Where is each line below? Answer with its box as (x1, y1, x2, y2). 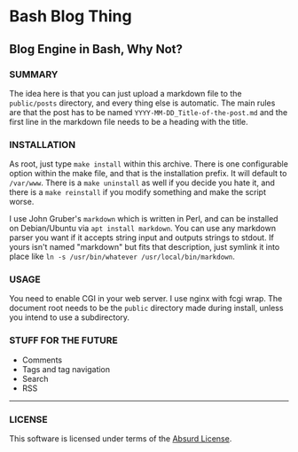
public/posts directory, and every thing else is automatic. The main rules (9, 97, 276, 108)
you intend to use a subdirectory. (9, 312, 130, 323)
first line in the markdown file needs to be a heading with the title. (9, 116, 248, 127)
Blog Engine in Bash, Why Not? (9, 42, 184, 57)
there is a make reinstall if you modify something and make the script (9, 187, 266, 198)
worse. (9, 197, 35, 207)
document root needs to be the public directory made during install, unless (9, 303, 284, 314)
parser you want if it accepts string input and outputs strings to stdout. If (9, 232, 275, 243)
